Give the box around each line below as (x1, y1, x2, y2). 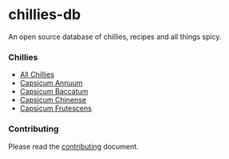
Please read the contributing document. (8, 142, 139, 151)
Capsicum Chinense (19, 95, 86, 105)
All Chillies (19, 70, 54, 79)
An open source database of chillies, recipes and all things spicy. (8, 32, 222, 41)
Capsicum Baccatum (19, 87, 89, 96)
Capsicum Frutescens (19, 103, 92, 113)
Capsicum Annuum (19, 78, 83, 88)
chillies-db (8, 6, 81, 24)
